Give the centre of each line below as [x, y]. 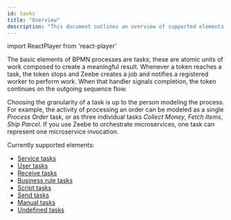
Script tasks [34, 188]
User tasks [33, 166]
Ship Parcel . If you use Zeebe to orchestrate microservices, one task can [111, 125]
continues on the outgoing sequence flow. [67, 89]
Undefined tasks [40, 210]
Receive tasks [37, 173]
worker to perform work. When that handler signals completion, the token [112, 82]
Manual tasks [36, 203]
